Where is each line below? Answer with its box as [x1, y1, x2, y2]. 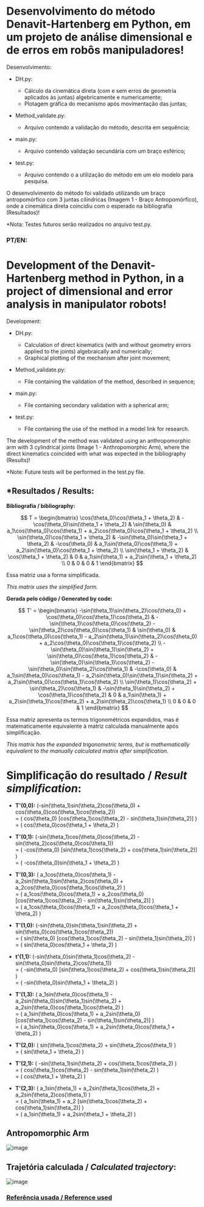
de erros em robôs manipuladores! [6, 43, 185, 57]
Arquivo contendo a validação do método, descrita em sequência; [24, 123, 190, 131]
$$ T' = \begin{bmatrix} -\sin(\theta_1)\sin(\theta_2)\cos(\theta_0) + [18, 606, 187, 614]
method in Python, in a [68, 272, 185, 285]
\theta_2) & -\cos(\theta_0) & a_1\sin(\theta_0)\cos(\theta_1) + [26, 540, 178, 547]
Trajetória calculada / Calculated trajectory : [6, 1162, 177, 1172]
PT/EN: [6, 236, 27, 244]
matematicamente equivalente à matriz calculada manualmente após [6, 722, 179, 730]
